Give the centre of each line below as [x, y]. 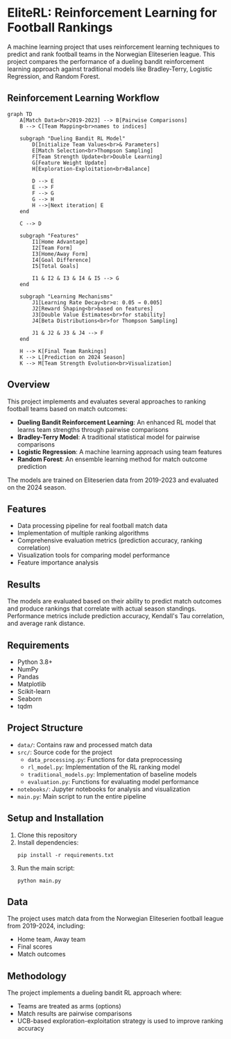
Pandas [28, 676]
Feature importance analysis [58, 563]
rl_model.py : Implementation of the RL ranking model [104, 767]
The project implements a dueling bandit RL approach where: [95, 993]
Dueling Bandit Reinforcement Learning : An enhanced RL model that [117, 422]
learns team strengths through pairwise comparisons [93, 429]
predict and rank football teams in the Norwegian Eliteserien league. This [111, 54]
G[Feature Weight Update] [70, 163]
